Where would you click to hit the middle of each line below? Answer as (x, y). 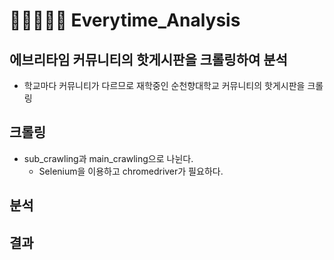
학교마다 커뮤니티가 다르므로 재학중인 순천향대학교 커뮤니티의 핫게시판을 (164, 85)
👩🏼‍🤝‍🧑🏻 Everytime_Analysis (125, 20)
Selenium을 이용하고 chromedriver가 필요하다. (131, 171)
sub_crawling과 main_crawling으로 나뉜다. (108, 158)
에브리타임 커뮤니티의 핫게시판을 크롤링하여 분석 (148, 59)
